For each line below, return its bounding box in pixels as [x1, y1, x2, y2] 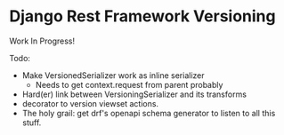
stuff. [21, 117, 42, 128]
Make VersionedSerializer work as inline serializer [21, 69, 205, 81]
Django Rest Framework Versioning [9, 6, 276, 27]
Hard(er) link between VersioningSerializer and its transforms [21, 89, 247, 99]
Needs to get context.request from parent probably [35, 79, 223, 90]
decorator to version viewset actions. [21, 98, 158, 108]
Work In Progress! [9, 36, 76, 46]
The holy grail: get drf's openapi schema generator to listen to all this [21, 107, 276, 118]
